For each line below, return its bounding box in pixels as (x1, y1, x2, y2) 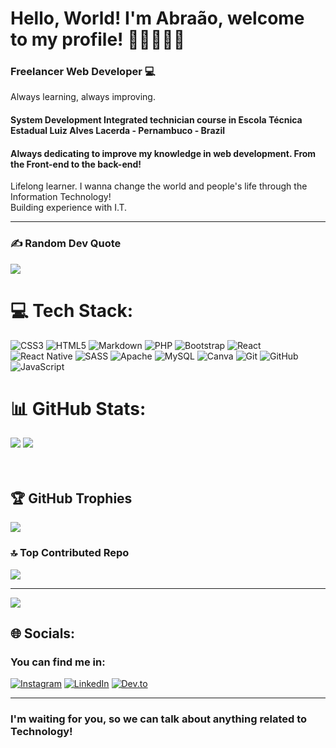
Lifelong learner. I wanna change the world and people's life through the (10, 180, 308, 192)
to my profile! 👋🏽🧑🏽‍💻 (10, 28, 186, 51)
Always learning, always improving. (10, 91, 156, 103)
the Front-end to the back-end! (10, 158, 142, 170)
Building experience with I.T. (10, 202, 128, 214)
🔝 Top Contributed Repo (10, 546, 130, 560)
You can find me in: (10, 655, 106, 669)
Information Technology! (10, 191, 112, 203)
